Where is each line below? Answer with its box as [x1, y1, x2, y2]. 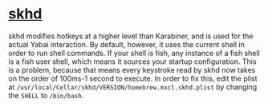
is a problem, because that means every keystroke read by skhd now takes [8, 65, 256, 74]
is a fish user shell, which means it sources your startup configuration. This [8, 57, 257, 66]
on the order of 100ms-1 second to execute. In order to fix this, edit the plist [8, 73, 258, 83]
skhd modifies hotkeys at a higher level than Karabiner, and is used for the [8, 31, 254, 41]
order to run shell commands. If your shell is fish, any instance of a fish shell [8, 48, 261, 57]
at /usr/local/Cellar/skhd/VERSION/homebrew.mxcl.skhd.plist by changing [8, 81, 258, 92]
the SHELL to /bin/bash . [8, 90, 84, 100]
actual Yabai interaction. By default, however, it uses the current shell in [8, 39, 245, 49]
